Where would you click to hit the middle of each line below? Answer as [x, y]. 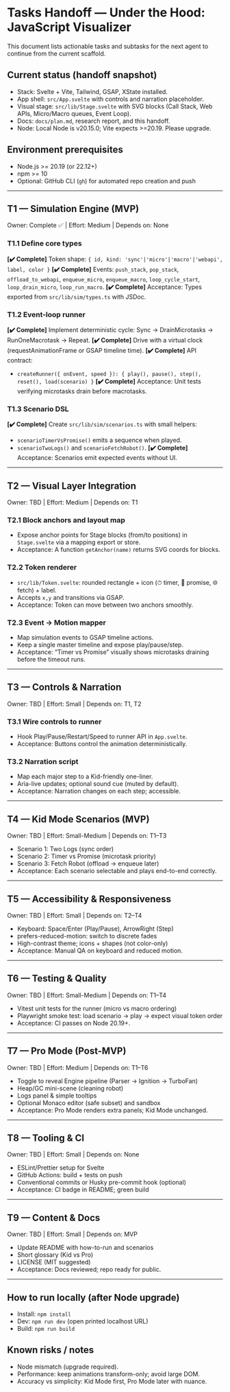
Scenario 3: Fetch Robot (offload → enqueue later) [88, 863]
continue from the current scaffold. [56, 54]
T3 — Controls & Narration [64, 687]
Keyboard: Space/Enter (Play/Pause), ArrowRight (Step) [95, 929]
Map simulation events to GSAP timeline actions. [85, 637]
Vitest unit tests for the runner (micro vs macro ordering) [97, 1008]
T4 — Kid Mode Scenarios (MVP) [78, 819]
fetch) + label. [37, 590]
